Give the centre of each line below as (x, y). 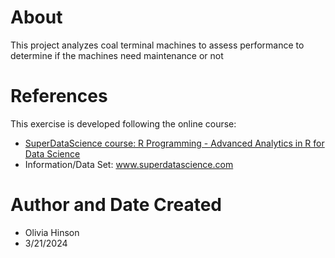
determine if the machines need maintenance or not (117, 55)
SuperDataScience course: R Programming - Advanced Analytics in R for (174, 143)
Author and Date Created (116, 205)
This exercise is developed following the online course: (123, 123)
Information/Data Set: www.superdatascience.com (129, 164)
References (59, 96)
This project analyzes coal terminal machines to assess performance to (157, 45)
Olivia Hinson (52, 232)
